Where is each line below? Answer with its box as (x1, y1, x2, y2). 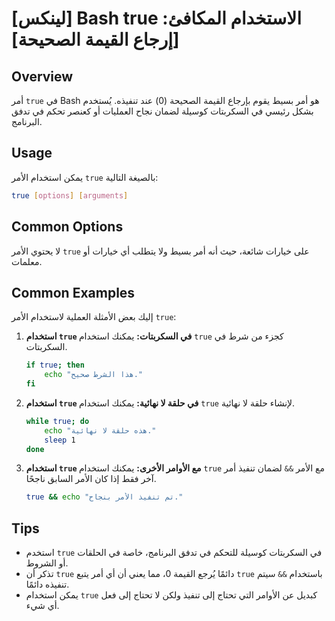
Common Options (11, 218, 124, 236)
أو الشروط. (25, 557, 69, 569)
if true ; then (25, 360, 85, 371)
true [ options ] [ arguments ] (11, 190, 129, 201)
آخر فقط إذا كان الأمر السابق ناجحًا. (25, 473, 157, 485)
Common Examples (11, 284, 136, 301)
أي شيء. (25, 600, 60, 612)
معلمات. (11, 255, 43, 267)
